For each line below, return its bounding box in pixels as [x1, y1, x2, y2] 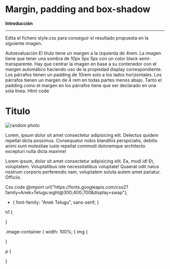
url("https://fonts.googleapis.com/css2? [45, 184, 129, 190]
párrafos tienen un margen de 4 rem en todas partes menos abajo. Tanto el [5, 77, 162, 83]
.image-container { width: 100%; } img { [5, 228, 88, 235]
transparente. [5, 61, 34, 67]
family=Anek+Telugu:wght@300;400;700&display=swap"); [5, 189, 128, 196]
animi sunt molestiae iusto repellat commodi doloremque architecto [5, 143, 146, 149]
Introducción [5, 20, 33, 26]
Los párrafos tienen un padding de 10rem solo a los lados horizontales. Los [5, 71, 162, 78]
